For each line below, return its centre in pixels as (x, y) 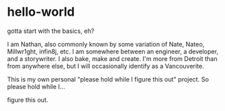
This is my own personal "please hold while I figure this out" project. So (108, 79)
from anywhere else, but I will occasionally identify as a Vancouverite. (106, 66)
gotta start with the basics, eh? (51, 31)
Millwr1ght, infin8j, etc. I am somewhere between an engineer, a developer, (113, 51)
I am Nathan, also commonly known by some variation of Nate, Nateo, (106, 44)
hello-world (41, 12)
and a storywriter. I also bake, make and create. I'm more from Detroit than (112, 58)
